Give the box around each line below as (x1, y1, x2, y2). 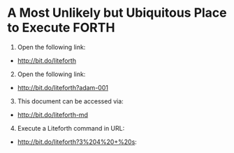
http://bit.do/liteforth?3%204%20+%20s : (17, 138, 138, 146)
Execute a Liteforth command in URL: (17, 124, 125, 132)
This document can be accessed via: (17, 96, 124, 105)
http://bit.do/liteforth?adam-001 (17, 83, 108, 92)
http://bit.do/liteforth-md (17, 110, 89, 119)
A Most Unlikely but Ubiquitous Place (7, 5, 227, 21)
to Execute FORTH (7, 20, 115, 36)
